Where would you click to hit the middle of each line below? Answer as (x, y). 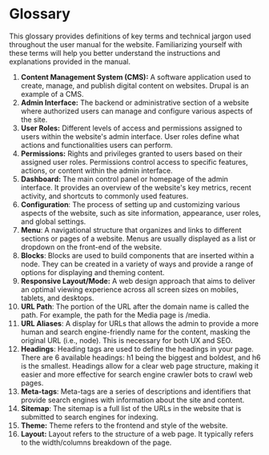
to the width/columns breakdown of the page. (96, 442)
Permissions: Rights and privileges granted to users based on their (131, 154)
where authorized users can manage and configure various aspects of (137, 111)
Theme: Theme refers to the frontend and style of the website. (124, 425)
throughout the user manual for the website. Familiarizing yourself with (126, 44)
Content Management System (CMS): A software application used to (136, 77)
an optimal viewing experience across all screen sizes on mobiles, (130, 289)
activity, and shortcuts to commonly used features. (104, 196)
